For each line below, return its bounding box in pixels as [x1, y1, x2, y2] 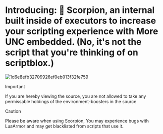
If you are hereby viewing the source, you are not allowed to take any [5, 93, 146, 99]
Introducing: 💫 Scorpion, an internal [5, 4, 155, 16]
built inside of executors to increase [5, 15, 156, 26]
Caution [5, 108, 21, 114]
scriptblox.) [5, 57, 54, 69]
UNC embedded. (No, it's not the [5, 36, 142, 48]
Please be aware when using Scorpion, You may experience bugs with [5, 118, 149, 124]
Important [5, 83, 25, 89]
